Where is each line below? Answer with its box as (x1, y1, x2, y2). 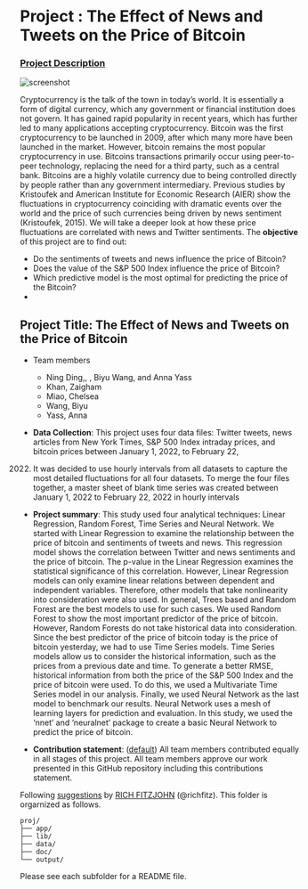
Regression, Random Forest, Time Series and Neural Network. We (32, 518, 275, 529)
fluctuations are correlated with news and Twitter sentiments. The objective (20, 227, 298, 238)
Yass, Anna (45, 410, 88, 420)
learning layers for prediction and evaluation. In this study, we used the (32, 708, 294, 719)
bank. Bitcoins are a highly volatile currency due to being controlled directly (20, 170, 297, 181)
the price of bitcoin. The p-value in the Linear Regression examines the (32, 557, 294, 567)
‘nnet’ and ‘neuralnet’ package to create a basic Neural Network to (32, 717, 278, 728)
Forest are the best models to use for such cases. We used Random (32, 604, 282, 615)
